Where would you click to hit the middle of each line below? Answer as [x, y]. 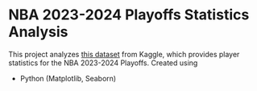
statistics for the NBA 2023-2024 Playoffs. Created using [103, 63]
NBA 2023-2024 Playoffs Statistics [129, 15]
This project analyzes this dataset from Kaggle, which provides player [124, 54]
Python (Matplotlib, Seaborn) [68, 78]
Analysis [38, 32]
